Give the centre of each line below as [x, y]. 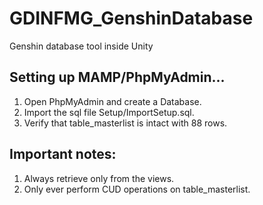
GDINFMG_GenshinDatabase [131, 18]
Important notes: [63, 154]
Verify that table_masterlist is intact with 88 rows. [125, 123]
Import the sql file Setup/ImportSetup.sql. [109, 112]
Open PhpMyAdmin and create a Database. [112, 101]
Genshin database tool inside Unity [81, 46]
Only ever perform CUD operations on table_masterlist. [137, 189]
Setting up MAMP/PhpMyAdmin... [117, 77]
